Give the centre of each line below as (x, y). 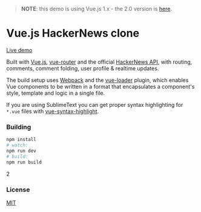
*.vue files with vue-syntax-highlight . (53, 111)
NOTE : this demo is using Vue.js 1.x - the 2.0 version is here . (97, 9)
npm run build (24, 162)
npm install (21, 140)
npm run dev (21, 151)
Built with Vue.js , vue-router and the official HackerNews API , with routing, (99, 62)
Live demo (19, 50)
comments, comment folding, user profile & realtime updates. (83, 68)
